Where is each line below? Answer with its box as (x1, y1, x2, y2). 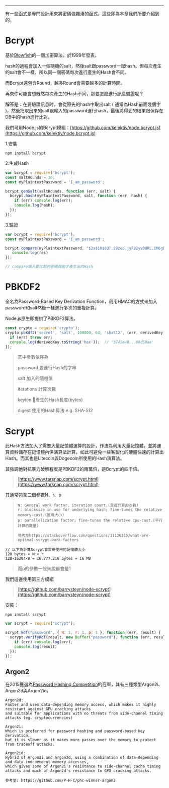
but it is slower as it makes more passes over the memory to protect (5, 738, 156, 743)
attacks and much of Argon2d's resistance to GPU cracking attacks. (5, 768, 152, 773)
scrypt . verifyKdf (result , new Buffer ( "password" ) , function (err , (10, 635, 152, 640)
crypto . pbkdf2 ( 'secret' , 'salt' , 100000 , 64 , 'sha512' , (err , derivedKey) (5, 330, 165, 335)
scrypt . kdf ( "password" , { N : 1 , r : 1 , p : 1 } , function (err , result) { (5, 630, 161, 635)
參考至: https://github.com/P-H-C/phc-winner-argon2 (5, 778, 116, 783)
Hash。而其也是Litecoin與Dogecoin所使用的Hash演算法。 (5, 455, 125, 462)
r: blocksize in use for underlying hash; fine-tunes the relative (17, 507, 162, 512)
